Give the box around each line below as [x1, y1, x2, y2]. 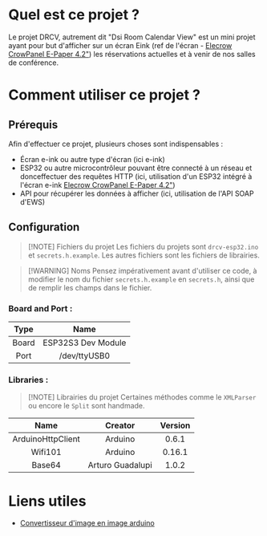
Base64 [31, 460, 62, 471]
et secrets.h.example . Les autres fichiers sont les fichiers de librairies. [27, 250, 261, 260]
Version [160, 420, 191, 431]
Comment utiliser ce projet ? [8, 86, 200, 104]
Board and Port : [8, 303, 73, 314]
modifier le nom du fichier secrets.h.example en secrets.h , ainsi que [27, 274, 255, 284]
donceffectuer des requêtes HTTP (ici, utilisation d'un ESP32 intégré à [19, 171, 253, 181]
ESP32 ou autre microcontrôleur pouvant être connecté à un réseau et [19, 163, 253, 173]
